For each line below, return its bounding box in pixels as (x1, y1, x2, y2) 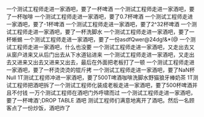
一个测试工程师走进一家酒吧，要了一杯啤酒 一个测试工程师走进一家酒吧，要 (6, 5, 195, 12)
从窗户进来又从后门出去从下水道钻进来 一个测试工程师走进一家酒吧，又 (6, 51, 184, 58)
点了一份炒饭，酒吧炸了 (11, 104, 71, 112)
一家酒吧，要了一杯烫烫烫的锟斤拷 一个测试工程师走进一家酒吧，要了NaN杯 (6, 66, 195, 73)
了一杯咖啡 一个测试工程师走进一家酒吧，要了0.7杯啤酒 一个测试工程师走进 (6, 13, 194, 20)
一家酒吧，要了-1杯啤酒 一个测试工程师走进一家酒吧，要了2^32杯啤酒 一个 (6, 21, 192, 27)
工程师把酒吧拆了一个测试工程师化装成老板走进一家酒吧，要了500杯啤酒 (11, 82, 192, 88)
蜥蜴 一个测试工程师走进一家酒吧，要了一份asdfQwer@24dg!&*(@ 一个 (11, 36, 191, 43)
